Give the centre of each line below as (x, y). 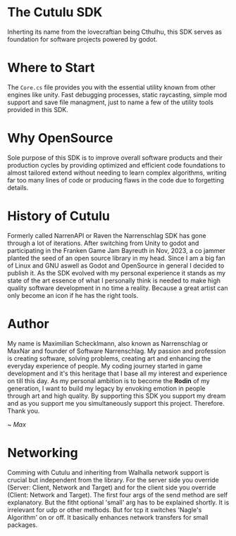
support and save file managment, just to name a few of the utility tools (110, 102)
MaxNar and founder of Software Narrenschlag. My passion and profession (117, 351)
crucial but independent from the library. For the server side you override (113, 480)
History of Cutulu (59, 216)
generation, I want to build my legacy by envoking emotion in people (106, 388)
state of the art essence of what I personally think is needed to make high (114, 280)
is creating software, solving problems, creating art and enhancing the (109, 358)
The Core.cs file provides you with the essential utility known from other (112, 87)
